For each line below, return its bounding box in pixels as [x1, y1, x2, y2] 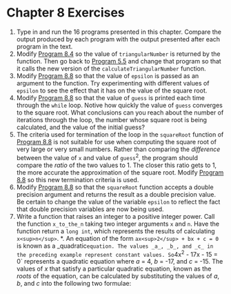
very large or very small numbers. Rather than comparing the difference [16, 145, 221, 153]
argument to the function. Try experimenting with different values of [16, 79, 210, 87]
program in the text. [16, 42, 73, 50]
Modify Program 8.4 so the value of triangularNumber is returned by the [16, 50, 221, 58]
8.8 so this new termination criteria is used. [16, 175, 139, 184]
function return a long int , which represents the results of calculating [16, 226, 215, 235]
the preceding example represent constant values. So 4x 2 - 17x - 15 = [16, 248, 218, 258]
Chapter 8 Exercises [6, 5, 125, 21]
